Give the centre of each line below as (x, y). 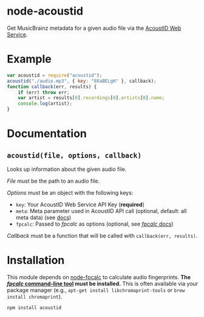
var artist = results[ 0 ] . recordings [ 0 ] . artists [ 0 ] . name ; (91, 98)
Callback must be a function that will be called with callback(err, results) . (102, 236)
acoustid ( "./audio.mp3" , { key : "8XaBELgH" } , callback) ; (82, 81)
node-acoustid (45, 11)
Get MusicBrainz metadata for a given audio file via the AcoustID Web (94, 28)
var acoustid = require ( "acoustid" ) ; (55, 75)
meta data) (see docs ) (43, 218)
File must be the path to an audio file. (53, 181)
